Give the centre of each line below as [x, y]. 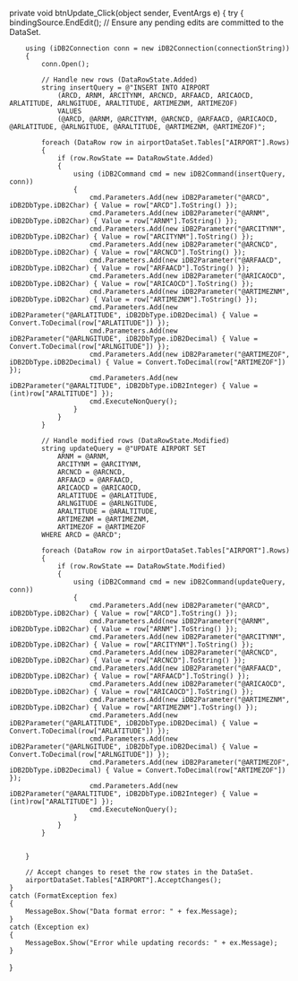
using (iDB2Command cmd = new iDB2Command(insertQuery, [179, 174]
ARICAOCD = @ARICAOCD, [99, 488]
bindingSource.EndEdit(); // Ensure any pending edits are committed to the [147, 22]
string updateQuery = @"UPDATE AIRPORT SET [123, 448]
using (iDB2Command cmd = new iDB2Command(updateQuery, [179, 582]
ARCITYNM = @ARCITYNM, [99, 464]
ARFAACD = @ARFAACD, [95, 480]
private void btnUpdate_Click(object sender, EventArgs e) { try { [127, 13]
